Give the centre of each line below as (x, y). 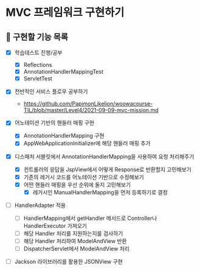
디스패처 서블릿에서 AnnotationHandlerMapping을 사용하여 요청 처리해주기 (104, 157)
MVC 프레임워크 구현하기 (65, 12)
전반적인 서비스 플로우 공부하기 (51, 91)
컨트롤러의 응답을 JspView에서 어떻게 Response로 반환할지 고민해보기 (108, 169)
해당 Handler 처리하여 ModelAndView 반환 (75, 241)
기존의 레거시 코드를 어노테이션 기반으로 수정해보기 (84, 177)
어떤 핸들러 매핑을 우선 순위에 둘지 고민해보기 (77, 185)
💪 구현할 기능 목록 (37, 37)
